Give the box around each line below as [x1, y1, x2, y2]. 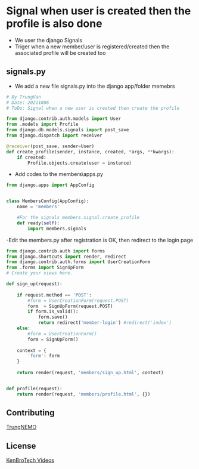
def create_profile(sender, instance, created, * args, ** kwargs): [6, 149, 175, 155]
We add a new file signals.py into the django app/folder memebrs [14, 82, 175, 90]
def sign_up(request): [6, 281, 63, 287]
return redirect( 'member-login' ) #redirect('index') [38, 320, 172, 326]
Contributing [6, 408, 55, 418]
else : [17, 325, 31, 331]
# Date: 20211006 [6, 100, 49, 106]
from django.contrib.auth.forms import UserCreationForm [6, 259, 151, 265]
